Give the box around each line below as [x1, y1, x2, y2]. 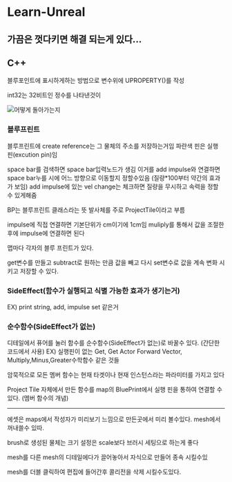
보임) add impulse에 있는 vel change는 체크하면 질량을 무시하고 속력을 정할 [14, 182, 219, 191]
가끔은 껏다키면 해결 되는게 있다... [7, 33, 142, 45]
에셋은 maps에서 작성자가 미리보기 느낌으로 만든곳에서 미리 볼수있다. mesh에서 [7, 415, 221, 423]
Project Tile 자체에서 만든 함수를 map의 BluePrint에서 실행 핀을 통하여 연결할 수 [7, 385, 223, 394]
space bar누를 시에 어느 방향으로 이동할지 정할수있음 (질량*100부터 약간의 [7, 173, 208, 182]
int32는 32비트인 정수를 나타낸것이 [7, 91, 101, 99]
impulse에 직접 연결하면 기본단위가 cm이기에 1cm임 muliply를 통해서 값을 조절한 [7, 220, 224, 229]
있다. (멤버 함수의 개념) [7, 394, 69, 403]
